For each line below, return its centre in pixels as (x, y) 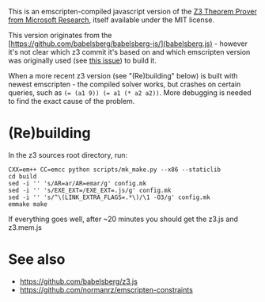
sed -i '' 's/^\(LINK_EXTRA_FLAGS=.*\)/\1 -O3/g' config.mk (110, 197)
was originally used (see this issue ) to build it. (82, 60)
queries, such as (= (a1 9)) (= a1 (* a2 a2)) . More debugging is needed (130, 93)
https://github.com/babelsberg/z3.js (79, 281)
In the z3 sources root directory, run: (68, 155)
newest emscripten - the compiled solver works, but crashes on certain (125, 84)
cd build (23, 176)
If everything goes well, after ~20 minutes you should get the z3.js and (123, 219)
